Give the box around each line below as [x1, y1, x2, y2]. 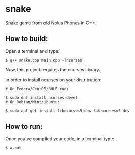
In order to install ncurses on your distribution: [5, 76, 102, 83]
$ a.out [5, 145, 22, 150]
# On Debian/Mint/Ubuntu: [5, 99, 60, 104]
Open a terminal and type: [5, 48, 60, 54]
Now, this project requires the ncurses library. [5, 66, 100, 72]
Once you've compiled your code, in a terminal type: [5, 135, 115, 142]
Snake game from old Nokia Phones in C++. [5, 20, 97, 26]
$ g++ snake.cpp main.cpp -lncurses [5, 58, 82, 63]
